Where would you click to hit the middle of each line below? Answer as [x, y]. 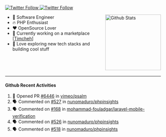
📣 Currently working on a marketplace [51, 33]
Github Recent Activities [31, 85]
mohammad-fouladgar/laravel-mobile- [105, 109]
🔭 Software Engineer [33, 17]
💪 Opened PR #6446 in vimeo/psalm [49, 96]
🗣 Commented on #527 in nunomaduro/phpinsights [65, 102]
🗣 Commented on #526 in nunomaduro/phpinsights [65, 122]
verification [24, 116]
